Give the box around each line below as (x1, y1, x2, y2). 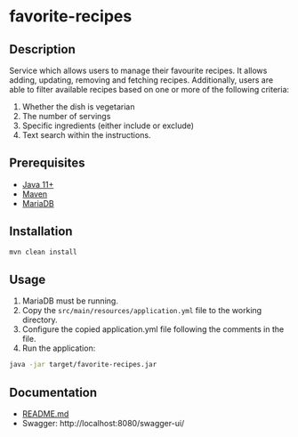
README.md (21, 409, 69, 419)
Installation (9, 224, 73, 239)
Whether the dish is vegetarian (21, 101, 135, 112)
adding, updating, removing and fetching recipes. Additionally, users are (9, 75, 274, 85)
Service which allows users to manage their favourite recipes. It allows (9, 65, 268, 76)
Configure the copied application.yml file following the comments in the (21, 324, 285, 335)
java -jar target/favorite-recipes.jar (9, 360, 157, 369)
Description (9, 42, 76, 57)
